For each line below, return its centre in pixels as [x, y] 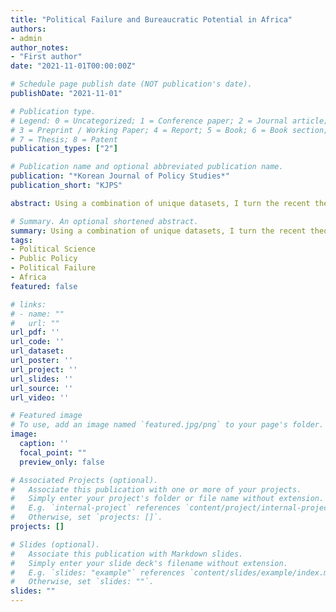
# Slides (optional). [55, 544]
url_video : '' [40, 397]
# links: [28, 304]
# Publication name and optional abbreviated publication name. [147, 167]
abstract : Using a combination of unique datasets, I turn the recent [160, 203]
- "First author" [46, 57]
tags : [21, 240]
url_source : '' [42, 388]
